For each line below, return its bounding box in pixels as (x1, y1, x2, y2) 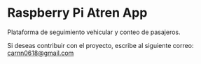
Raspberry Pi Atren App (7, 5, 148, 21)
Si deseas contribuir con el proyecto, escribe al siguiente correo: (7, 41, 194, 49)
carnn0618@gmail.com (7, 49, 74, 57)
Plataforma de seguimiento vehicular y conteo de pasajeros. (7, 28, 181, 36)
